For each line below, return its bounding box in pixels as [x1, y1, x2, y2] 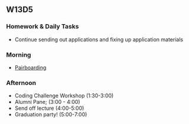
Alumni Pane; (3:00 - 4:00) [14, 99, 80, 106]
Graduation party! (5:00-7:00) [14, 111, 87, 118]
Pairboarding [14, 64, 47, 71]
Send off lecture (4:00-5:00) [14, 105, 84, 112]
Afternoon [6, 79, 37, 87]
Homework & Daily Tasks [6, 22, 79, 31]
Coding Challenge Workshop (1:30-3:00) [14, 92, 114, 99]
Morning [6, 50, 31, 58]
